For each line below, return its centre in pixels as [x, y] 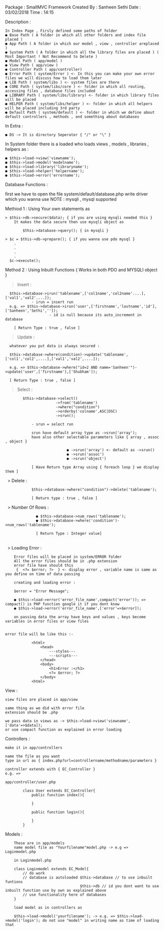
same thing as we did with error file [45, 708]
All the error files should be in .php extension [66, 561]
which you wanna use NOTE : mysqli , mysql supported [61, 199]
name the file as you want [33, 756]
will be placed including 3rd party [42, 108]
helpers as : [17, 149]
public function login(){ [58, 812]
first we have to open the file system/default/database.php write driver [77, 194]
